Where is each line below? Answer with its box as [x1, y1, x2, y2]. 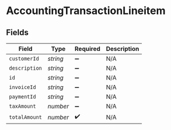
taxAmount [9, 103, 36, 110]
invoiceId [9, 84, 36, 90]
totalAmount [9, 114, 43, 121]
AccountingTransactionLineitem [6, 4, 166, 18]
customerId [9, 56, 39, 62]
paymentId [9, 94, 36, 100]
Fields [6, 28, 29, 37]
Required [75, 45, 100, 53]
